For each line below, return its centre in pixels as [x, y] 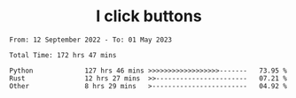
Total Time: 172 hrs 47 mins [63, 55]
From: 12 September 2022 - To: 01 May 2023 [91, 40]
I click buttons [149, 16]
